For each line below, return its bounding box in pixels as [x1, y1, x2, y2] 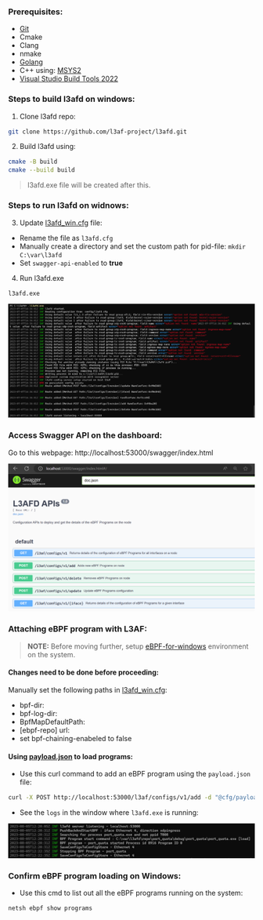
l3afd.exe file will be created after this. [27, 180, 151, 190]
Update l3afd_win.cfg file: [19, 218, 103, 227]
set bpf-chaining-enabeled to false [19, 733, 132, 743]
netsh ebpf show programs [8, 904, 92, 912]
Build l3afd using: [19, 142, 76, 151]
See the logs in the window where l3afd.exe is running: [19, 808, 199, 817]
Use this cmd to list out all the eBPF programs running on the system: [19, 889, 243, 898]
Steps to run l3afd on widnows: [8, 200, 129, 211]
